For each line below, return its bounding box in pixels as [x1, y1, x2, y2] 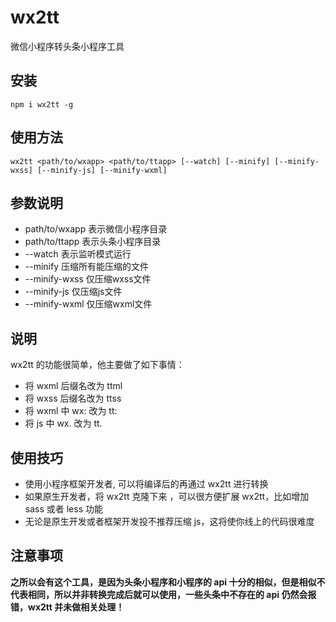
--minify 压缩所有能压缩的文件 [24, 261, 149, 273]
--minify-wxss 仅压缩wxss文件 [24, 273, 152, 285]
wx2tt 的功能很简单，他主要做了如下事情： [10, 359, 185, 371]
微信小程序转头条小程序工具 [10, 40, 125, 52]
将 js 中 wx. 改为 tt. [24, 417, 103, 430]
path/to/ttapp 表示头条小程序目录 [24, 236, 162, 248]
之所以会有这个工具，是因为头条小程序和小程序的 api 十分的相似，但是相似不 [10, 576, 326, 588]
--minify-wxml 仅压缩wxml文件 [24, 298, 153, 310]
